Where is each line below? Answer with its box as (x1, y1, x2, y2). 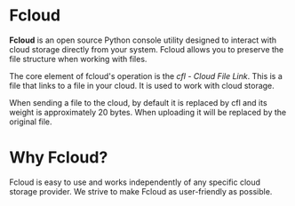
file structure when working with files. (9, 53, 147, 64)
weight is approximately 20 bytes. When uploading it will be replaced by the (9, 107, 287, 117)
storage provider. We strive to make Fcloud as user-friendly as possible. (9, 186, 273, 196)
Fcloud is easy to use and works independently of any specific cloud (9, 177, 260, 187)
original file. (9, 116, 52, 127)
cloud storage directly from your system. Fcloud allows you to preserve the (9, 44, 284, 54)
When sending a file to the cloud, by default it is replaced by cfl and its (9, 97, 268, 107)
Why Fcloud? (9, 147, 108, 168)
